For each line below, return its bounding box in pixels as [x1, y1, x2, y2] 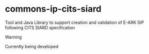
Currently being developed [5, 43, 59, 49]
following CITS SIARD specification [5, 24, 75, 30]
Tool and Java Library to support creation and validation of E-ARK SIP [5, 19, 144, 25]
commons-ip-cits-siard [5, 3, 102, 15]
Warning [5, 34, 22, 40]
